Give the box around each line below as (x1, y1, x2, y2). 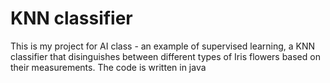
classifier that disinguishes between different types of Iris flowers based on (10, 50, 321, 62)
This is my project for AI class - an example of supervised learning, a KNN (10, 40, 316, 52)
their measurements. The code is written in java (10, 61, 207, 73)
